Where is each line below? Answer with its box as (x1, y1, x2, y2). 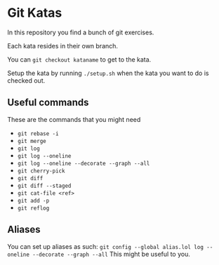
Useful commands (7, 97, 89, 109)
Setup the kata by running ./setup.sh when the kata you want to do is (7, 69, 209, 77)
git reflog (17, 205, 50, 212)
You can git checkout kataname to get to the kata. (7, 55, 152, 64)
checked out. (7, 76, 46, 85)
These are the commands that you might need (7, 115, 141, 123)
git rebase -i (17, 130, 59, 137)
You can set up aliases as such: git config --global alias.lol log (7, 242, 204, 250)
